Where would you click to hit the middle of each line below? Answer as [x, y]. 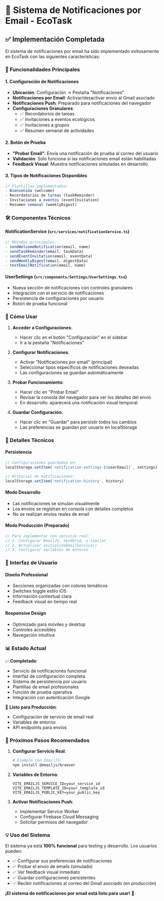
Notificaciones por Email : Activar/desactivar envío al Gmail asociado [83, 98]
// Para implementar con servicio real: [48, 536]
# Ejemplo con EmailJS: [37, 761]
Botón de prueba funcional [40, 304]
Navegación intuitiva [33, 635]
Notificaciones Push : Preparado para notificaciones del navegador [82, 103]
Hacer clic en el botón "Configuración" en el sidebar [74, 337]
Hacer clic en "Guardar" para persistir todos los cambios [78, 422]
